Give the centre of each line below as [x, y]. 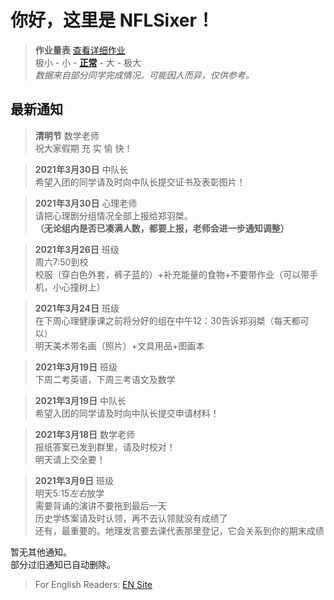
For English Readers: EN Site [93, 584]
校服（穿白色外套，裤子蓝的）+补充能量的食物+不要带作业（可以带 [172, 274]
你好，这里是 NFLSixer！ [112, 20]
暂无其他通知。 [41, 552]
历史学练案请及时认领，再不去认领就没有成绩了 [131, 518]
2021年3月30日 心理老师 [86, 203]
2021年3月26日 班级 [77, 249]
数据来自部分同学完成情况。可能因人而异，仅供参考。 [144, 75]
